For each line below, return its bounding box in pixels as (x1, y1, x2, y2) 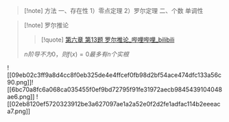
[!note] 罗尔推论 (23, 21, 69, 29)
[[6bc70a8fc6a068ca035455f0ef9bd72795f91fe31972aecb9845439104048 (7, 85, 223, 93)
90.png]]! (7, 78, 34, 86)
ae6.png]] (7, 93, 35, 101)
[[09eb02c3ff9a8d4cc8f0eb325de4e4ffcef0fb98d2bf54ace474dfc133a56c (7, 71, 221, 79)
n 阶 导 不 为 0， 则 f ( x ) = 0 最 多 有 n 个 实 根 (23, 50, 129, 58)
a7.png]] (7, 107, 31, 115)
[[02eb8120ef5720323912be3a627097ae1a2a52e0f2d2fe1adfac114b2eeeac (7, 100, 221, 108)
